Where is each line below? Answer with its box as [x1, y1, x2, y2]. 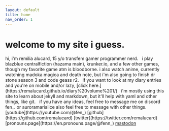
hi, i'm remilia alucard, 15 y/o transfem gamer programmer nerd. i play [5, 55, 153, 61]
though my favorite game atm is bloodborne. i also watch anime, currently [5, 67, 160, 73]
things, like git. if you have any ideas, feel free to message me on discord [5, 99, 161, 105]
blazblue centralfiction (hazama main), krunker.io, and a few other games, [5, 61, 159, 67]
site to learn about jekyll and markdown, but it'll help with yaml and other [5, 93, 157, 100]
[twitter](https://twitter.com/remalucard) [73, 115, 158, 121]
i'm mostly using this [121, 88, 164, 94]
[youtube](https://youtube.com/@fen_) [5, 110, 86, 116]
